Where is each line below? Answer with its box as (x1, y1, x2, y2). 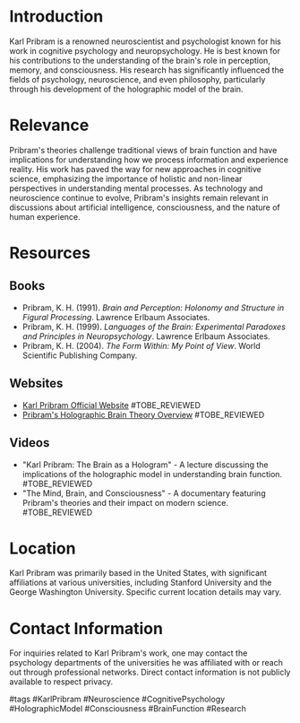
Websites (9, 376, 64, 391)
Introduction (9, 6, 104, 27)
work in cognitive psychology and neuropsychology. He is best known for (9, 45, 280, 56)
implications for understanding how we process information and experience (9, 154, 289, 165)
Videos (9, 435, 50, 450)
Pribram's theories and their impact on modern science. (21, 497, 228, 508)
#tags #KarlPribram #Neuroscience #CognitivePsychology (9, 693, 226, 705)
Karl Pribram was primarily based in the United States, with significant (9, 568, 267, 579)
